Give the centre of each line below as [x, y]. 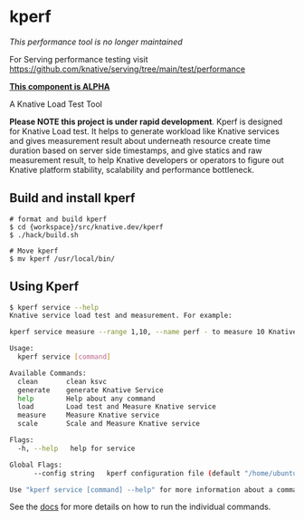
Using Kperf [44, 287]
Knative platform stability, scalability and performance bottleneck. [132, 169]
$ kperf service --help [54, 307]
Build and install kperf [72, 198]
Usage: [22, 349]
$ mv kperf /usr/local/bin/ [62, 259]
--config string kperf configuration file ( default [137, 473]
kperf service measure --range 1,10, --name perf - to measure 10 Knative [153, 332]
